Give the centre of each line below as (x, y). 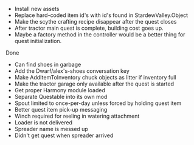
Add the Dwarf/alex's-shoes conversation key (72, 71)
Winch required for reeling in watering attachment (77, 116)
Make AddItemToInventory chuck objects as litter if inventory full (95, 77)
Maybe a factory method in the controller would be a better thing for (100, 35)
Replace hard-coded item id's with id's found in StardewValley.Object (101, 15)
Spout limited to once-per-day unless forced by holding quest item (98, 103)
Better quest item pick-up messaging (61, 110)
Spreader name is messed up (51, 129)
